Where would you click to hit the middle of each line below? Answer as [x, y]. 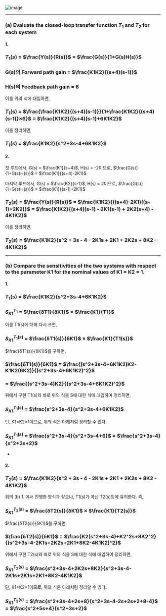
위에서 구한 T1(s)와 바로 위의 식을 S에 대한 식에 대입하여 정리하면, [68, 395]
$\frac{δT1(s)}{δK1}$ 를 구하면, [36, 351]
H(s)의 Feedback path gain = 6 [42, 87]
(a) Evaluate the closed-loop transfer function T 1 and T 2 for [77, 26]
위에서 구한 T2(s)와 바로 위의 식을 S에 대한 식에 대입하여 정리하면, [68, 554]
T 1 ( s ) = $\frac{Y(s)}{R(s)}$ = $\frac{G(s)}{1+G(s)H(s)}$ [73, 57]
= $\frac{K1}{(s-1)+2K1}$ [60, 189]
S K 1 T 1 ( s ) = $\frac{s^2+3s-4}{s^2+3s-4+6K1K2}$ [65, 409]
